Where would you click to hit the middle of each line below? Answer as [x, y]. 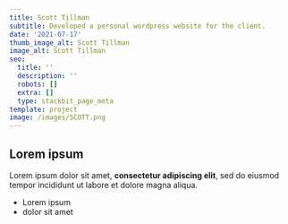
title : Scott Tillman [50, 17]
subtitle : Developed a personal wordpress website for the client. [138, 26]
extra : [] [35, 92]
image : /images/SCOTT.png [57, 117]
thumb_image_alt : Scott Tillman [69, 43]
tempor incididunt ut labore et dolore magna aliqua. [104, 185]
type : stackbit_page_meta [66, 101]
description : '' [47, 76]
